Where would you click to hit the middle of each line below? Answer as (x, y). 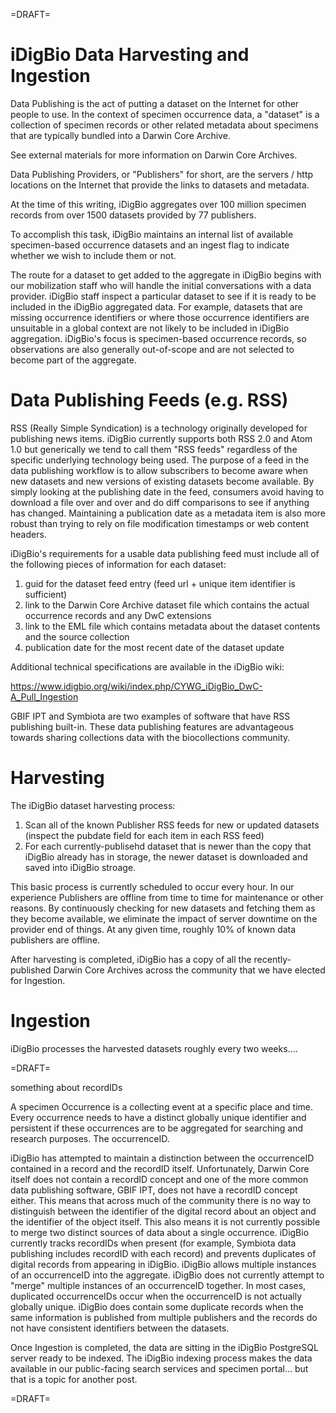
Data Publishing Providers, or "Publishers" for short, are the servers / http (162, 174)
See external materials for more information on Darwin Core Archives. (154, 155)
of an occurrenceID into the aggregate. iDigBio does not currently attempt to (167, 1275)
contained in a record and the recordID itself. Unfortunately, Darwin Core (160, 1168)
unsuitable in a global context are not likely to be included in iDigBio (150, 328)
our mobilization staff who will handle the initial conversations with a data (161, 285)
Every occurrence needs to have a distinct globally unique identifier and (158, 1117)
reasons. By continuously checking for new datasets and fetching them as (163, 908)
